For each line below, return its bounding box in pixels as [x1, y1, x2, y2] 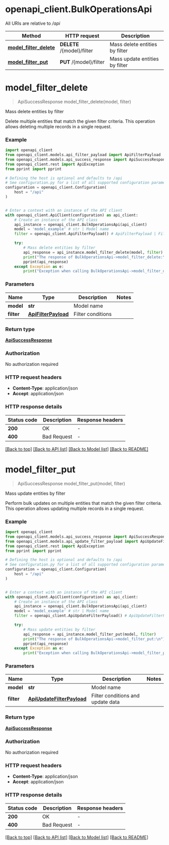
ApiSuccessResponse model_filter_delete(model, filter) [17, 99, 132, 105]
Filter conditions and [91, 692, 140, 699]
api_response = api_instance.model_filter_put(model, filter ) [23, 632, 156, 637]
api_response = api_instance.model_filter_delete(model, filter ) [23, 250, 163, 255]
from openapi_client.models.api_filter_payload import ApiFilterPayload [5, 153, 161, 158]
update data [91, 698, 120, 706]
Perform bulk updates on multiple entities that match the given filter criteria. [5, 500, 162, 506]
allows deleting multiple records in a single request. [5, 123, 112, 129]
